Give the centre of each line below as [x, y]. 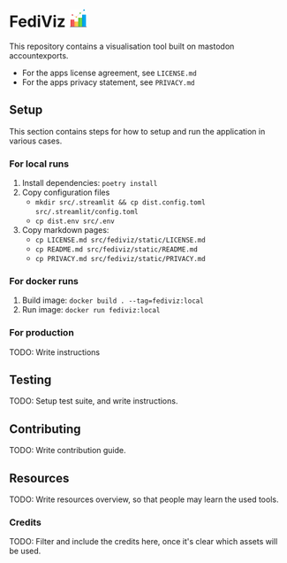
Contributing [45, 429]
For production [42, 333]
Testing [30, 380]
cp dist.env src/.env [75, 221]
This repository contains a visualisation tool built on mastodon [122, 46]
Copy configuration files [66, 193]
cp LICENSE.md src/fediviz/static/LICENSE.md [120, 240]
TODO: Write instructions [54, 352]
